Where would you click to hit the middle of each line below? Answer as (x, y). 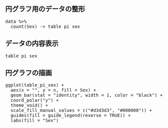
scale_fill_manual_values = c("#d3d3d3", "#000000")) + (81, 111)
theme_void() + (29, 105)
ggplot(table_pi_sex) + (35, 85)
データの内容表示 (32, 44)
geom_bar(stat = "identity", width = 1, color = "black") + (87, 95)
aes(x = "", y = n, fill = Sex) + (53, 90)
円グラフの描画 (29, 73)
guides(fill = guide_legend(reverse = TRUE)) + (71, 116)
